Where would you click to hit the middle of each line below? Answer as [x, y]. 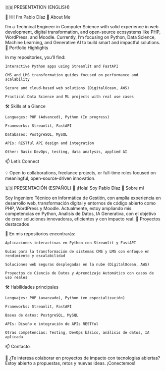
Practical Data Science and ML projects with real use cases [70, 97]
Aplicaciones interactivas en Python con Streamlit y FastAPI [71, 243]
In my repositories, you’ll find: [35, 57]
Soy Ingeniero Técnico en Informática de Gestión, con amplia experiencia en [83, 198]
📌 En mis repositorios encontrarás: [40, 234]
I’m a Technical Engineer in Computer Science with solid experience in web [82, 26]
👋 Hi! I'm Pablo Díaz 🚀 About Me [38, 17]
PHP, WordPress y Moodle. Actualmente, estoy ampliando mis [68, 208]
